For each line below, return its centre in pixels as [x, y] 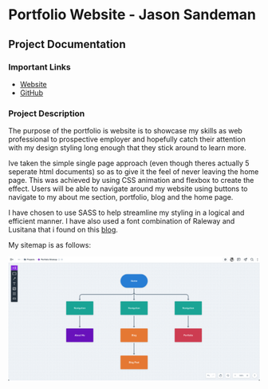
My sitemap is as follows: [50, 245]
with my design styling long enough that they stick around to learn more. [128, 148]
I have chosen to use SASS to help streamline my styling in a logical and [126, 212]
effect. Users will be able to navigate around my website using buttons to [128, 189]
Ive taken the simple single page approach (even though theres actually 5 [129, 163]
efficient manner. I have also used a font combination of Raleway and [122, 221]
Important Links [39, 67]
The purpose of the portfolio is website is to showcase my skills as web [126, 131]
